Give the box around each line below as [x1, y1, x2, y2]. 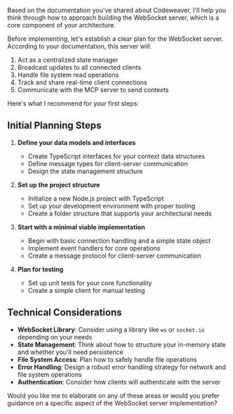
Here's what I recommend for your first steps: [7, 99, 139, 108]
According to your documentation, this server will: [7, 42, 152, 50]
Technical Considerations [7, 306, 122, 319]
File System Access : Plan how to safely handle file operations [17, 355, 197, 363]
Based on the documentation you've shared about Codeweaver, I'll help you [7, 6, 227, 14]
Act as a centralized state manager [17, 56, 119, 64]
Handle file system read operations [17, 70, 119, 79]
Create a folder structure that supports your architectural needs [27, 209, 212, 218]
